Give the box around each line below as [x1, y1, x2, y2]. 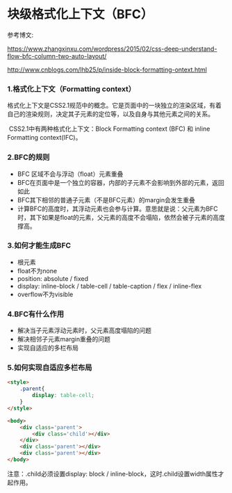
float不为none [17, 266, 58, 275]
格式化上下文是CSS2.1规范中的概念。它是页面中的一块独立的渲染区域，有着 [7, 102, 222, 110]
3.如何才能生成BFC [7, 241, 72, 250]
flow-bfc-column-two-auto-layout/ [7, 51, 107, 60]
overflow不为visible [17, 290, 74, 298]
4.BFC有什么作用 [7, 309, 65, 318]
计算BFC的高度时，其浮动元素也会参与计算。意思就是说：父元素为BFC [17, 204, 219, 213]
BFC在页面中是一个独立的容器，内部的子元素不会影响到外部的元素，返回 [17, 178, 224, 186]
